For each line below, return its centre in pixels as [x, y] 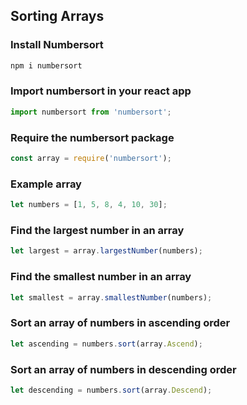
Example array [46, 184]
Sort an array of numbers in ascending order [120, 323]
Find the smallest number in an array [101, 277]
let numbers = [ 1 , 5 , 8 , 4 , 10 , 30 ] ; [89, 205]
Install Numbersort [57, 45]
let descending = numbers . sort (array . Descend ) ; [111, 390]
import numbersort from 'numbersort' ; [91, 112]
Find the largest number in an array [97, 230]
